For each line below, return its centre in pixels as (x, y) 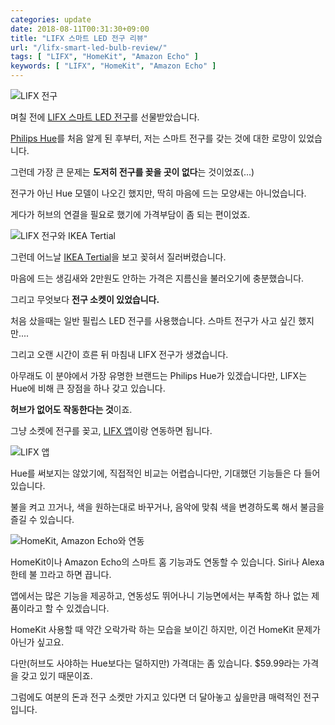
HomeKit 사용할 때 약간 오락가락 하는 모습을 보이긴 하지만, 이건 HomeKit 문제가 (165, 629)
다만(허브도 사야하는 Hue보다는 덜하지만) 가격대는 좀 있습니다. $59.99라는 (155, 663)
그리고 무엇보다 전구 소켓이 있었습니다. (85, 299)
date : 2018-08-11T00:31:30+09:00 (80, 29)
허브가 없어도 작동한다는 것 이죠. (71, 409)
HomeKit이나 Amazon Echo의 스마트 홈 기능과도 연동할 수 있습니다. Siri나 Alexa (167, 562)
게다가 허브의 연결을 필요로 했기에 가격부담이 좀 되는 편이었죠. (130, 214)
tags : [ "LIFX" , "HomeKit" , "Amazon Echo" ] (104, 57)
